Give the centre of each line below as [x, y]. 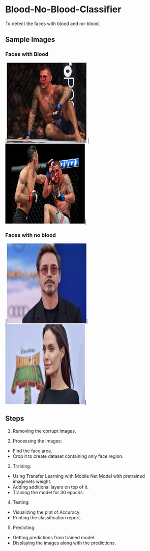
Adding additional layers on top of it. [51, 487]
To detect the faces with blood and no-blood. [53, 24]
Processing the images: [37, 440]
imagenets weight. [32, 481]
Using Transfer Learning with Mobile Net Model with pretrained [79, 476]
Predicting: [24, 527]
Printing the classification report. [47, 517]
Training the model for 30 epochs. [48, 492]
